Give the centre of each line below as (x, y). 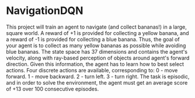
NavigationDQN (45, 11)
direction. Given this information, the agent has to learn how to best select (95, 64)
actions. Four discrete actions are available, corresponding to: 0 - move (92, 70)
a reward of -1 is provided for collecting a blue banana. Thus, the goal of (93, 39)
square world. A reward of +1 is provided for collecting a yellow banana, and (97, 33)
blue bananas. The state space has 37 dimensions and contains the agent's (97, 51)
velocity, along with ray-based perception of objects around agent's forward (98, 58)
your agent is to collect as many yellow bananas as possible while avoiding (96, 45)
